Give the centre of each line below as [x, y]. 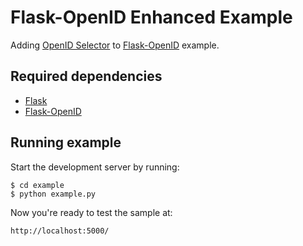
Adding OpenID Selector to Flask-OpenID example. [115, 45]
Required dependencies [86, 76]
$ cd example [37, 185]
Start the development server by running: [95, 167]
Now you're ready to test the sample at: [91, 212]
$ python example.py [53, 194]
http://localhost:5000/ [60, 231]
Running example [66, 142]
